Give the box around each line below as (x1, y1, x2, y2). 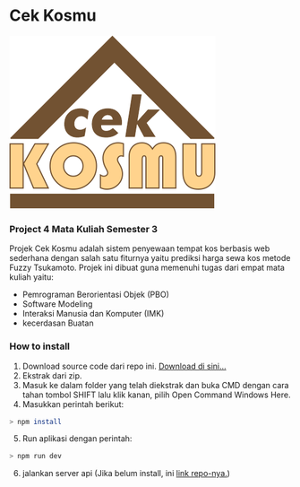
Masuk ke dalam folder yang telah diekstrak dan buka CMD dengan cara (21, 379, 289, 390)
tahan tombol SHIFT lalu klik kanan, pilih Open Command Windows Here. (21, 389, 291, 400)
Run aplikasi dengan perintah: (21, 433, 133, 444)
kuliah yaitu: (9, 272, 54, 283)
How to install (9, 340, 70, 352)
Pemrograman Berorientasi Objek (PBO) (21, 289, 170, 300)
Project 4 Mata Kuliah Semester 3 (9, 222, 159, 235)
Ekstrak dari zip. (21, 370, 82, 381)
